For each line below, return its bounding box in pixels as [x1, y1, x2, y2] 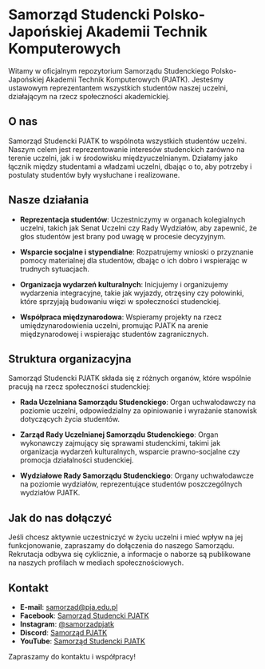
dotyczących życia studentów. [19, 415, 120, 424]
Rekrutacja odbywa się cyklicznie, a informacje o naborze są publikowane [8, 550, 251, 559]
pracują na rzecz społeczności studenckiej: [8, 382, 151, 391]
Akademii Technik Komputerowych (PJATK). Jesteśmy [45, 74, 223, 84]
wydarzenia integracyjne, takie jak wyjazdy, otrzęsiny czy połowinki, [19, 288, 245, 298]
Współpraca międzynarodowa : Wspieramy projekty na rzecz [19, 312, 222, 322]
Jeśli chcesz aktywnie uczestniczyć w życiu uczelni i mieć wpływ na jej [8, 532, 243, 542]
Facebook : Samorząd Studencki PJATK [19, 611, 149, 620]
